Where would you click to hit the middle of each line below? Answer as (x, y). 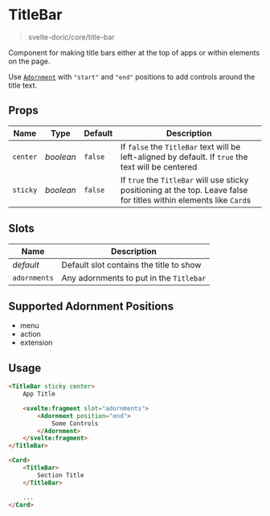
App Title (39, 394)
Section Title (61, 475)
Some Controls (75, 424)
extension (36, 342)
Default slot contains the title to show (131, 264)
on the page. (29, 61)
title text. (23, 85)
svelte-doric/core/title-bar (71, 37)
